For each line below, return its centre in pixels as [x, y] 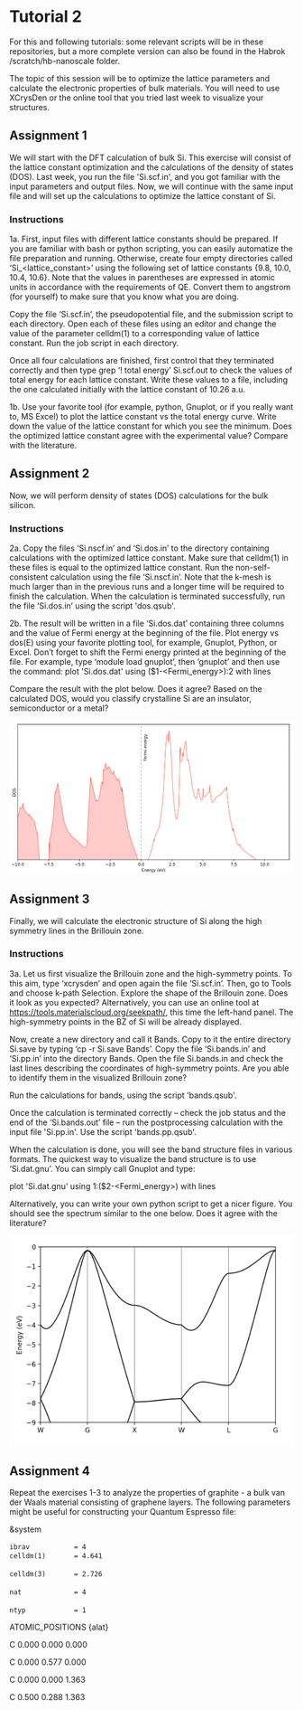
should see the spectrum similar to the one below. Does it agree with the [143, 1213]
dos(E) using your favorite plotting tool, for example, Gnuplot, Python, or [143, 643]
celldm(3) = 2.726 [56, 1574]
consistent [29, 577]
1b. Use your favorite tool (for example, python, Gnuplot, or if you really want [151, 407]
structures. [29, 107]
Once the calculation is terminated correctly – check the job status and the [148, 1112]
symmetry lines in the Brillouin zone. [77, 931]
